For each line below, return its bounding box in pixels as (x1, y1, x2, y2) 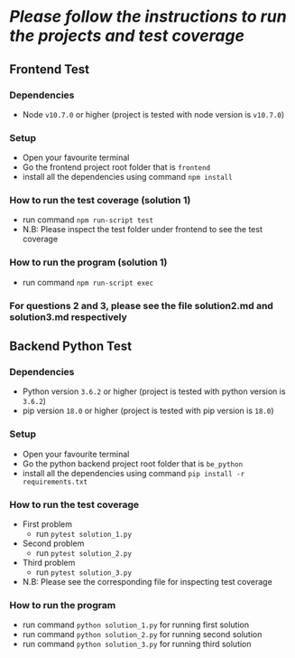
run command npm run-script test (22, 214, 154, 225)
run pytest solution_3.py (35, 567, 133, 578)
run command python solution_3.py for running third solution (22, 639, 252, 650)
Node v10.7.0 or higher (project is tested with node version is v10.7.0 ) (22, 108, 285, 119)
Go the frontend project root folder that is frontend (22, 162, 210, 173)
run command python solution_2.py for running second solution (22, 629, 263, 640)
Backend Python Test (9, 339, 133, 354)
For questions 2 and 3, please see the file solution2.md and (9, 299, 273, 312)
